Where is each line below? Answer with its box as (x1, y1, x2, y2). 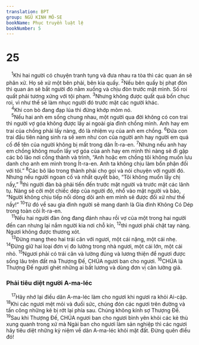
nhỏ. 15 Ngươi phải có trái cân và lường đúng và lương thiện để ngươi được (6, 249, 186, 257)
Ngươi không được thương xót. (6, 228, 81, 235)
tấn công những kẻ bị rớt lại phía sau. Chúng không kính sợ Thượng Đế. (6, 307, 181, 314)
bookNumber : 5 (6, 25, 42, 32)
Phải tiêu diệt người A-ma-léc (6, 278, 93, 287)
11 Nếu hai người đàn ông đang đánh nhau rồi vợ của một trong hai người (11, 213, 187, 222)
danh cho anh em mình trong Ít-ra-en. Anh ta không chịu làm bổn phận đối (6, 160, 188, 167)
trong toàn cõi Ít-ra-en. (6, 207, 62, 215)
